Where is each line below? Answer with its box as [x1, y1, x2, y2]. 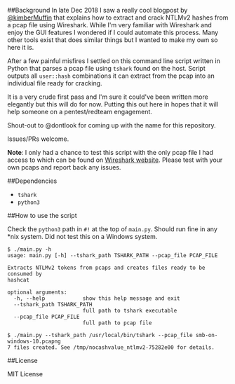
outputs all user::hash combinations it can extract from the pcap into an [7, 71, 215, 80]
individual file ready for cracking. [7, 79, 103, 87]
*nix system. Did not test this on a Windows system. [7, 233, 158, 240]
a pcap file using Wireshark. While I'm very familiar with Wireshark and [7, 21, 212, 29]
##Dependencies [7, 177, 58, 185]
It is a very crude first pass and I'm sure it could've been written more [7, 92, 208, 101]
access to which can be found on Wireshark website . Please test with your [7, 156, 223, 164]
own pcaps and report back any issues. [7, 163, 121, 171]
